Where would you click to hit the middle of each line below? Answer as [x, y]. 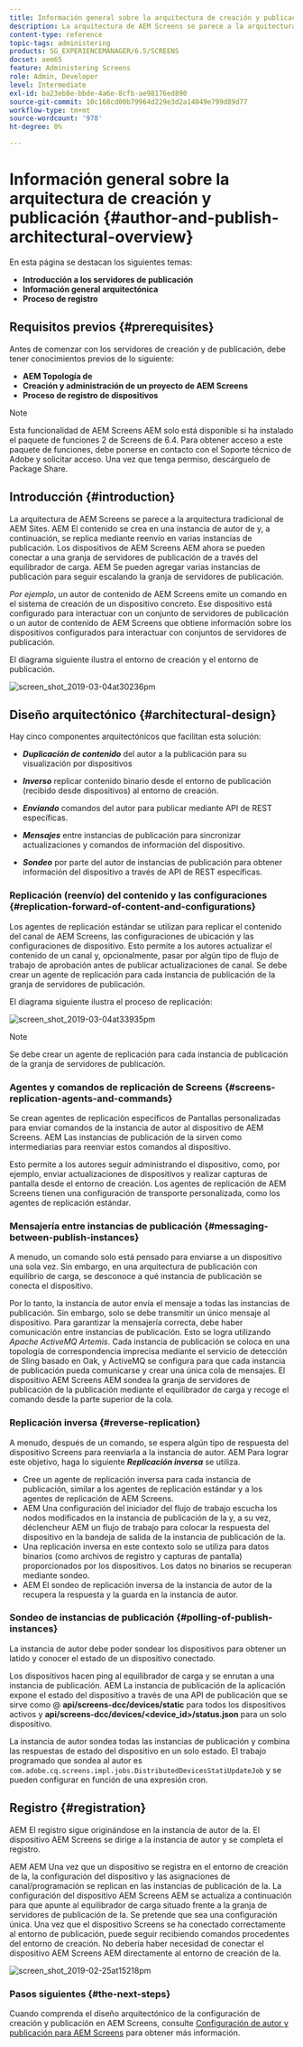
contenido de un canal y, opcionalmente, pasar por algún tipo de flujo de [144, 955]
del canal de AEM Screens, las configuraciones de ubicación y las [132, 936]
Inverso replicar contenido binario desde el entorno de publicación [147, 781]
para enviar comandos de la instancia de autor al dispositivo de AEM [137, 1127]
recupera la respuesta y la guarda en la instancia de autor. [130, 1594]
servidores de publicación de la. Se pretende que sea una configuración [143, 1914]
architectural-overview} [101, 237]
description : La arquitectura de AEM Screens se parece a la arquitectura [153, 26]
